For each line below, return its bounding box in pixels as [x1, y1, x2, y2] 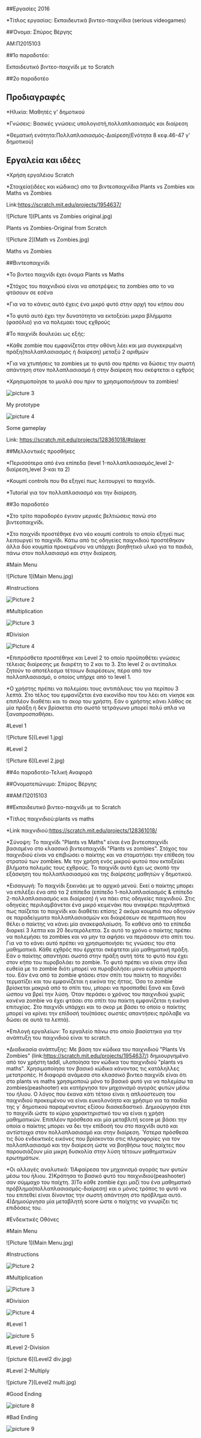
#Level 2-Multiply [6, 1367, 50, 1374]
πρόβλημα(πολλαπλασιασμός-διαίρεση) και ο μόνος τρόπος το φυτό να [6, 1185, 187, 1192]
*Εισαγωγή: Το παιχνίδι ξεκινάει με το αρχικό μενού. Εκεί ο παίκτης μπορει [6, 882, 194, 889]
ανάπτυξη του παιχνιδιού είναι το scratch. [6, 1034, 112, 1041]
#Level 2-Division [6, 1344, 50, 1351]
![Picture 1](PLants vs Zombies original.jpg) [6, 213, 113, 220]
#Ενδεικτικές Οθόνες [6, 1216, 59, 1223]
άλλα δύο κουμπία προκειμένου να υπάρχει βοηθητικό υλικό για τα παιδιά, [6, 543, 194, 550]
